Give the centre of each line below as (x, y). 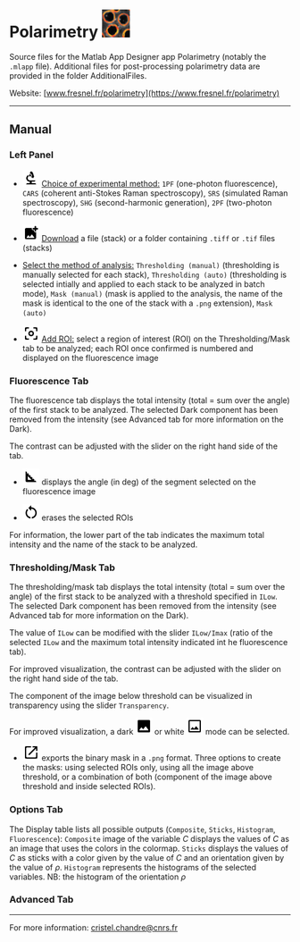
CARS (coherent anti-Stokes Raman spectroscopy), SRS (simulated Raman (155, 193)
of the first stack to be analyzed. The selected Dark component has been (144, 409)
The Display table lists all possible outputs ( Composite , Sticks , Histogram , (142, 829)
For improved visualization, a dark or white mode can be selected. (150, 732)
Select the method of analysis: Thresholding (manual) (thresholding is (150, 265)
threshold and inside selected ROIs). (89, 786)
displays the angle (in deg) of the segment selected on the (149, 482)
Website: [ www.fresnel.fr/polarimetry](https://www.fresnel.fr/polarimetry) (144, 93)
